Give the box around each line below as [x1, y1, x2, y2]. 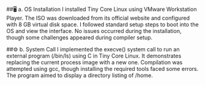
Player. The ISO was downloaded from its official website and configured [6, 15, 190, 21]
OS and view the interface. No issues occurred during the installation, [6, 28, 182, 34]
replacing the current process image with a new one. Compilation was [6, 59, 183, 66]
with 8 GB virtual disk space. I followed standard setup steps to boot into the [6, 21, 199, 28]
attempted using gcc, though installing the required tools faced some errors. [6, 65, 199, 72]
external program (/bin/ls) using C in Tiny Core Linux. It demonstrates [6, 52, 182, 59]
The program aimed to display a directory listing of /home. [6, 72, 153, 79]
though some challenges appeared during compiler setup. [6, 34, 153, 41]
